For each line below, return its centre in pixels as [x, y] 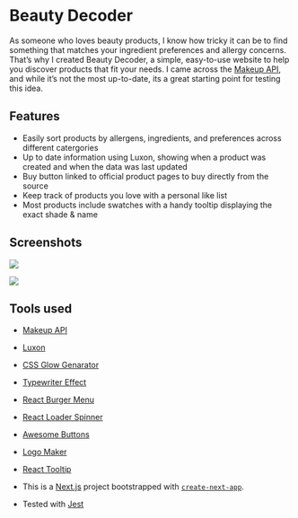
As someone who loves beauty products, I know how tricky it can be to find [149, 40]
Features [35, 116]
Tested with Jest [53, 505]
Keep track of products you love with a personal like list [125, 195]
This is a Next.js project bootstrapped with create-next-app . [133, 487]
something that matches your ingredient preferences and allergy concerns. [148, 49]
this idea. [26, 88]
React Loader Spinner [62, 417]
